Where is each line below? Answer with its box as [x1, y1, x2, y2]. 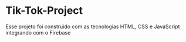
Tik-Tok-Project [5, 4, 83, 17]
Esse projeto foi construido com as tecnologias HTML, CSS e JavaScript [5, 23, 180, 30]
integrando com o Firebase [5, 29, 71, 36]
